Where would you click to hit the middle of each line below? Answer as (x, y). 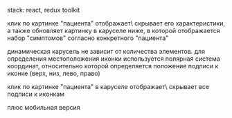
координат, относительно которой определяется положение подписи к (113, 66)
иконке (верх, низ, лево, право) (54, 73)
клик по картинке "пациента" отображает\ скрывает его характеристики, (116, 23)
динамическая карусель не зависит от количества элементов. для (106, 51)
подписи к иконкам (36, 94)
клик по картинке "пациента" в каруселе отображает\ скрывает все (108, 87)
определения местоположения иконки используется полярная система (114, 59)
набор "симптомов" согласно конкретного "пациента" (88, 38)
